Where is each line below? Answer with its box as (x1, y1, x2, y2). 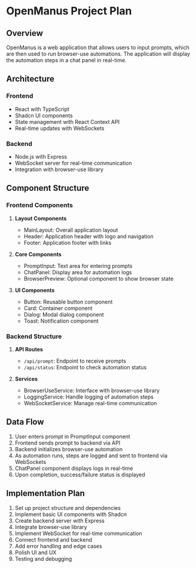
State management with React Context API (14, 118, 120, 125)
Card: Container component (23, 304, 93, 312)
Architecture (6, 74, 55, 84)
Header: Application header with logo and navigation (23, 232, 154, 240)
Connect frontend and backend (14, 536, 93, 543)
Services (14, 375, 38, 382)
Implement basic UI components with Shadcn (14, 511, 127, 518)
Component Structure (6, 183, 90, 193)
